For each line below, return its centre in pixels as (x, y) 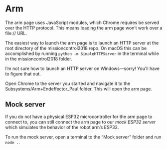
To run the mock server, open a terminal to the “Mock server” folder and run (83, 137)
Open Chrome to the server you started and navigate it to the (68, 83)
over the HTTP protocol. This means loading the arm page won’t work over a (84, 27)
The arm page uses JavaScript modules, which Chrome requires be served (82, 22)
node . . (12, 142)
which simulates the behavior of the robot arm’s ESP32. (62, 127)
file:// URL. (16, 33)
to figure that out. (23, 73)
